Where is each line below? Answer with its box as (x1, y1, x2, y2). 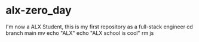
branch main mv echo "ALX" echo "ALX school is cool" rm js (5, 29, 154, 36)
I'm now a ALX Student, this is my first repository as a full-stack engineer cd (5, 23, 194, 30)
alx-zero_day (5, 4, 72, 17)
